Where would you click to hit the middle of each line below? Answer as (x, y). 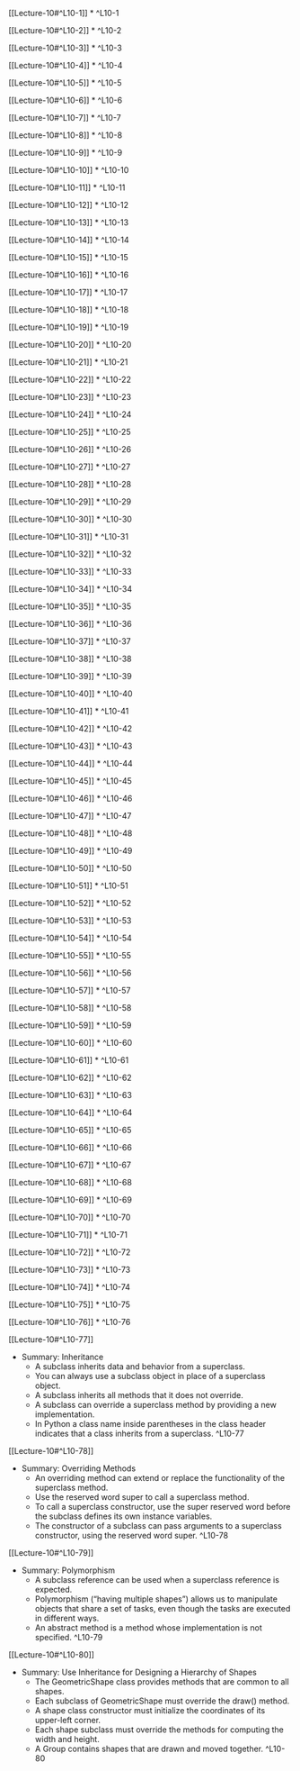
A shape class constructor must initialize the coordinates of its (150, 1710)
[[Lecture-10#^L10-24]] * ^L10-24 (70, 414)
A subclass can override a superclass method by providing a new (156, 1405)
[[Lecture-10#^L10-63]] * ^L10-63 (70, 1095)
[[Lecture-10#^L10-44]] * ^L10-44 (71, 763)
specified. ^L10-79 (69, 1637)
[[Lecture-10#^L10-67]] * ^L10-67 (70, 1165)
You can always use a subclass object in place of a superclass (150, 1376)
